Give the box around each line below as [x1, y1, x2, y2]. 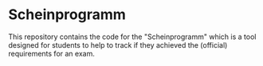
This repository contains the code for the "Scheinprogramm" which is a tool [8, 32, 257, 41]
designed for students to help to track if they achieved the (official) [8, 40, 228, 49]
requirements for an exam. [8, 49, 96, 58]
